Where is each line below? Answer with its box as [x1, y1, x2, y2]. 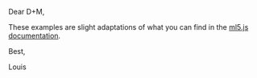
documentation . [8, 31, 61, 40]
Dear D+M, [8, 7, 45, 16]
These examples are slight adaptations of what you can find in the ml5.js [8, 23, 249, 31]
